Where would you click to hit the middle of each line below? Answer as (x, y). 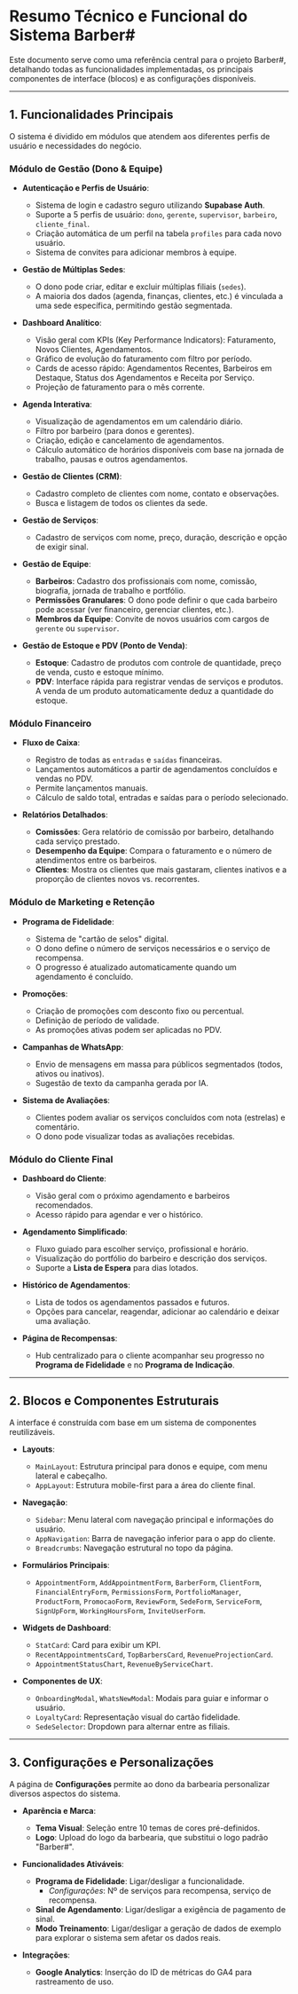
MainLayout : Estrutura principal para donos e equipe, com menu (151, 1466)
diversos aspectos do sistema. (65, 1793)
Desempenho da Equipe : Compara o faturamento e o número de (153, 851)
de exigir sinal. (62, 547)
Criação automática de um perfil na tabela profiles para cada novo (158, 233)
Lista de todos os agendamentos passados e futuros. (133, 1302)
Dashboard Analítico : (62, 323)
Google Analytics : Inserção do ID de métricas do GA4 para (144, 1972)
